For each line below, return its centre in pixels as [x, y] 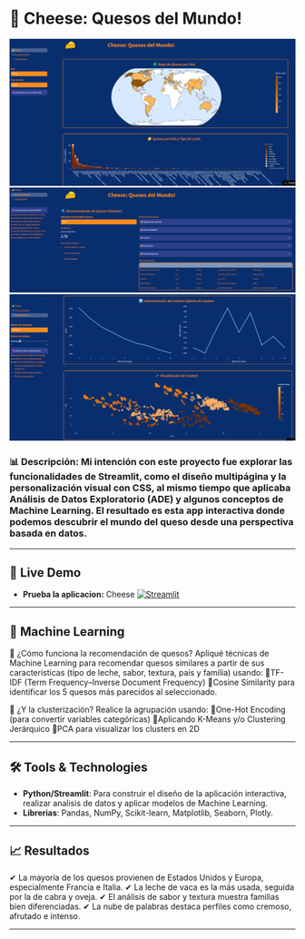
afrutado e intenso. [45, 915]
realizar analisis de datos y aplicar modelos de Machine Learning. [145, 803]
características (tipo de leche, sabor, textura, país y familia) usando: [136, 673]
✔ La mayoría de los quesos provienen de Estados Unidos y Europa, [137, 877]
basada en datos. [49, 533]
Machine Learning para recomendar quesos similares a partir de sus [137, 663]
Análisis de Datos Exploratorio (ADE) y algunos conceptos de [147, 499]
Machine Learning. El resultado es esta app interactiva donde [148, 510]
